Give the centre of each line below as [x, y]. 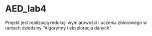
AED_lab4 [26, 9]
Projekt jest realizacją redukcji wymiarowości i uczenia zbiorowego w [76, 22]
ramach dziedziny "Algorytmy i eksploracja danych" [58, 27]
